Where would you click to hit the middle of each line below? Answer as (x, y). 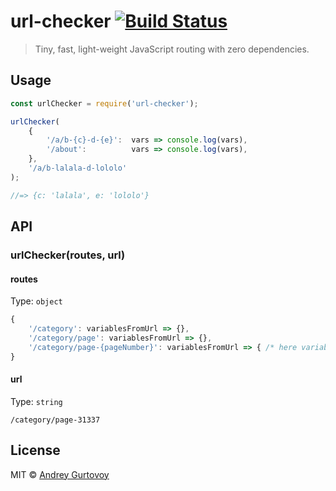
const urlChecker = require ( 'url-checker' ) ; (104, 103)
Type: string (36, 401)
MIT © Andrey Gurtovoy (60, 474)
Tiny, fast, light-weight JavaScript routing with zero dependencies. (172, 49)
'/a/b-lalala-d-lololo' (78, 168)
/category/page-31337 (55, 420)
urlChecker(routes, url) (68, 255)
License (35, 450)
